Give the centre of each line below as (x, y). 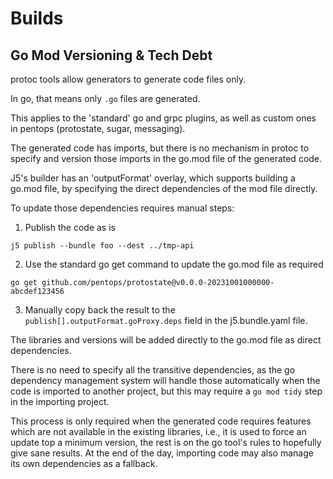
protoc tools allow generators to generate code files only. (128, 79)
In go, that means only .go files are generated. (105, 98)
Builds (37, 18)
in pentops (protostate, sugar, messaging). (98, 128)
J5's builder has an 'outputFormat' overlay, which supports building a (153, 178)
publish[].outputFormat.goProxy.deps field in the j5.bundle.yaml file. (166, 320)
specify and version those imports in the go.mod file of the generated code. (166, 158)
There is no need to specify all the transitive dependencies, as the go (153, 370)
